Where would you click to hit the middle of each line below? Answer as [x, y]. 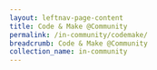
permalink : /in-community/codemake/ [78, 35]
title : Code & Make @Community [69, 26]
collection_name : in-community [69, 52]
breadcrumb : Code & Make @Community [78, 43]
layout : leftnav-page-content [67, 18]
